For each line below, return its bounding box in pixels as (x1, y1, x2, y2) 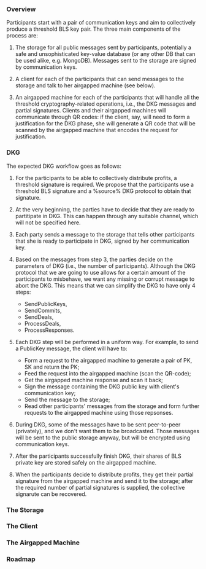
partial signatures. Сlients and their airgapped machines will (15, 107, 167, 114)
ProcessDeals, (24, 320, 61, 327)
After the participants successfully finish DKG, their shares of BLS (15, 452, 182, 460)
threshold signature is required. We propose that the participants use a (15, 181, 194, 188)
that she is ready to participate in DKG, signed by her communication (15, 237, 190, 245)
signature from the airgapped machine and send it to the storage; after (15, 477, 194, 484)
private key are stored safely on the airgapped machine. (15, 458, 157, 466)
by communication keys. (15, 63, 77, 71)
